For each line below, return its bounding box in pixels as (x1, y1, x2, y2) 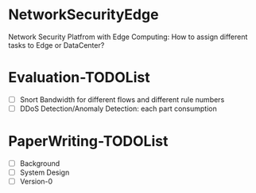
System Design (19, 167, 70, 177)
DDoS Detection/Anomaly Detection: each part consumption (19, 104, 217, 113)
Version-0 (19, 177, 53, 187)
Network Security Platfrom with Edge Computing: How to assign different (8, 32, 248, 41)
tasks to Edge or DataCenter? (8, 40, 105, 49)
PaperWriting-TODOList (8, 132, 169, 151)
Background (19, 158, 60, 168)
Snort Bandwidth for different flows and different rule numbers (19, 94, 225, 104)
